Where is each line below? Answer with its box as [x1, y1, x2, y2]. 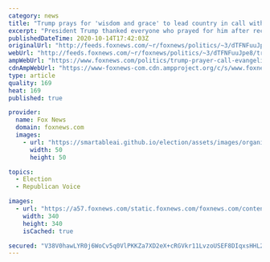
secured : [8, 242, 38, 250]
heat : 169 [8, 86, 42, 95]
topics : [8, 168, 35, 176]
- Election [15, 175, 52, 183]
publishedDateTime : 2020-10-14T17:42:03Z [8, 34, 149, 43]
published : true [8, 94, 63, 102]
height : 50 [29, 154, 67, 162]
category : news [8, 11, 59, 20]
